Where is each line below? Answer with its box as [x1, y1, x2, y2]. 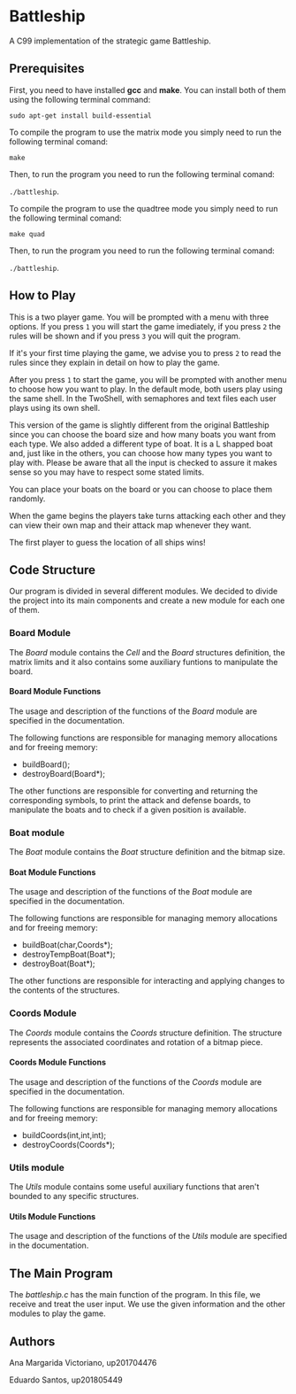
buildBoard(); [21, 759, 71, 770]
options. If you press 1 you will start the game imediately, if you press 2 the [9, 321, 281, 331]
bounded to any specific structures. [9, 1191, 140, 1202]
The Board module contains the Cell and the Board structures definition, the [9, 647, 285, 657]
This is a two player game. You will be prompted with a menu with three [9, 312, 269, 322]
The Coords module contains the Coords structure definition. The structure [9, 1027, 283, 1038]
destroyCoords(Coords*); [21, 1139, 116, 1150]
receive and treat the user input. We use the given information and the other [9, 1299, 285, 1310]
